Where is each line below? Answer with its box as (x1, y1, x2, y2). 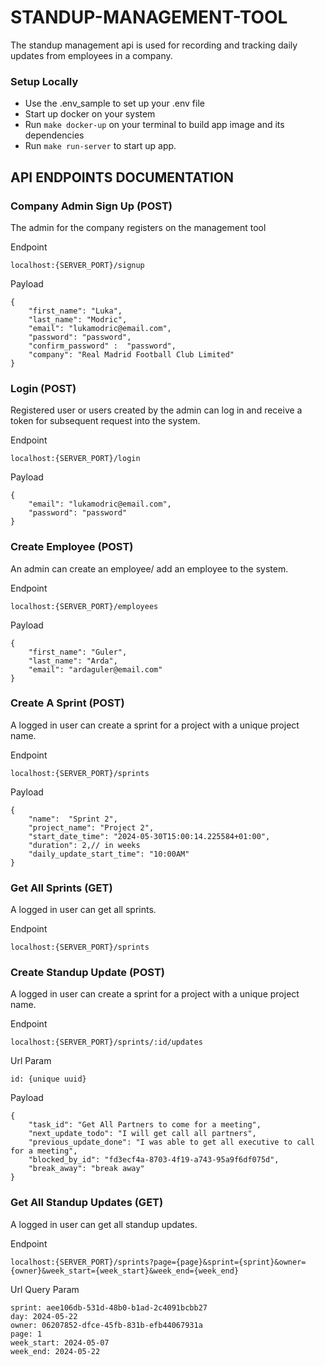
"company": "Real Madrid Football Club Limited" (28, 349, 235, 360)
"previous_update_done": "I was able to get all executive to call (28, 1137, 315, 1148)
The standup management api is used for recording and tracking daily (10, 39, 298, 51)
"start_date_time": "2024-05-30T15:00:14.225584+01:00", (28, 831, 271, 841)
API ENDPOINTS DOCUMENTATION (10, 169, 235, 186)
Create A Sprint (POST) (10, 696, 125, 710)
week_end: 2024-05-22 (10, 1346, 101, 1356)
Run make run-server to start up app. (24, 140, 177, 152)
